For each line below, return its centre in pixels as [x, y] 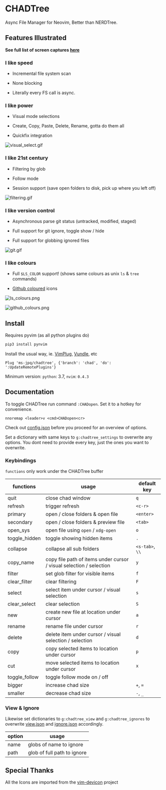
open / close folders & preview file [85, 522]
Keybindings [21, 460]
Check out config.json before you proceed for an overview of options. [76, 427]
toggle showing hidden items [79, 538]
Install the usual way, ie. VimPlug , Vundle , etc [51, 354]
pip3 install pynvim [26, 344]
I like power [19, 106]
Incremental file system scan [41, 74]
